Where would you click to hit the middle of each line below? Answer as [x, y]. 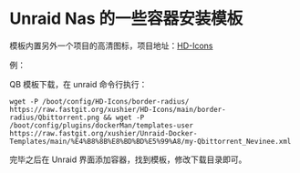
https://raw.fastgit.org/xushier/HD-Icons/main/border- [118, 109]
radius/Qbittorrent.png [55, 117]
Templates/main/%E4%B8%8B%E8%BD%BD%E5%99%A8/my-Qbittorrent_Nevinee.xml [150, 141]
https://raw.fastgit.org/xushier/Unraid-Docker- [103, 133]
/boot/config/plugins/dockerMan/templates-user [102, 125]
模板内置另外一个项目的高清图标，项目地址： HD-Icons [111, 46]
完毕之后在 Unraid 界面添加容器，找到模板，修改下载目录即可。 [128, 159]
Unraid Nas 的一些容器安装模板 [126, 19]
